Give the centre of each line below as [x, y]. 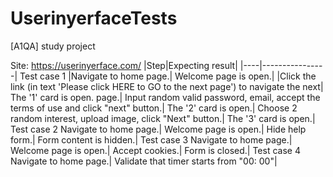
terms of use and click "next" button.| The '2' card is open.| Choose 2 [154, 108]
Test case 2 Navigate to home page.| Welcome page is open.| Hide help [158, 129]
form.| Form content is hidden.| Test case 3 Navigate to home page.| [151, 139]
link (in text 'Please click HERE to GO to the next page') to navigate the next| [167, 86]
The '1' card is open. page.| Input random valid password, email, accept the [165, 97]
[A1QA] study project [53, 46]
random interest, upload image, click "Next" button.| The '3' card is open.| [163, 118]
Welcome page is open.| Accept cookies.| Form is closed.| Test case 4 [155, 150]
